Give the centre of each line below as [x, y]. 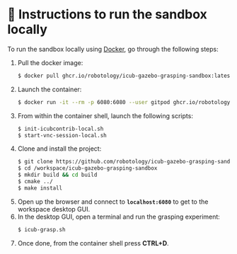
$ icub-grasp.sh [41, 229]
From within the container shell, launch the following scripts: [105, 115]
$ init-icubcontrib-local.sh [60, 129]
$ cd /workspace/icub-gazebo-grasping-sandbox [87, 168]
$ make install [40, 188]
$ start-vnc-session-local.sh [62, 135]
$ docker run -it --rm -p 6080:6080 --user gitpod [94, 102]
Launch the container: [50, 89]
